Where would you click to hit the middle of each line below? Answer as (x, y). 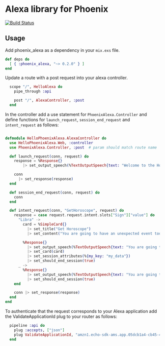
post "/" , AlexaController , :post (49, 100)
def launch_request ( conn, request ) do (49, 156)
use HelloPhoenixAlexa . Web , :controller (51, 143)
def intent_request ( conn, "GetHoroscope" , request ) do (67, 211)
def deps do (17, 59)
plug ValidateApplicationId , (44, 335)
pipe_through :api (33, 92)
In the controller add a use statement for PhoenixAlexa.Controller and (76, 114)
